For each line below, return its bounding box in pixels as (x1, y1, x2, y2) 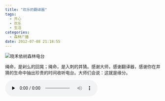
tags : (5, 12, 16, 17)
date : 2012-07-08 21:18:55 (5, 39, 61, 44)
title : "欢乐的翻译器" (5, 7, 47, 12)
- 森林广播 (9, 35, 29, 40)
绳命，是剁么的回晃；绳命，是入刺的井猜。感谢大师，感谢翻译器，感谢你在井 (5, 63, 161, 69)
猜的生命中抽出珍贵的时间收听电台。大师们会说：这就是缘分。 (5, 70, 131, 76)
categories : (5, 30, 30, 35)
